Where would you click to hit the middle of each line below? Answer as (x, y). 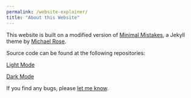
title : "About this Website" (43, 18)
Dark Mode (20, 76)
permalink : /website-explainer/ (47, 12)
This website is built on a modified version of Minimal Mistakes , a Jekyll (95, 34)
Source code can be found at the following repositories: (76, 53)
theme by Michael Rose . (36, 41)
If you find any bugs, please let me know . (58, 88)
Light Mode (21, 65)
